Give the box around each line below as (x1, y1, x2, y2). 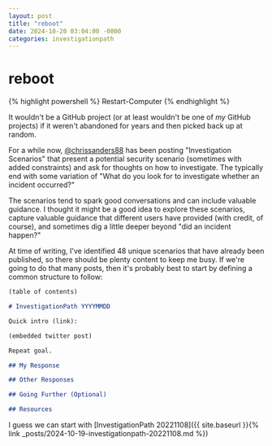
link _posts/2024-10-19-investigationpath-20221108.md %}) (8, 429, 209, 439)
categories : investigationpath (8, 34, 114, 43)
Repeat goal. (8, 347, 53, 355)
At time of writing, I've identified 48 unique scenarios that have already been (8, 246, 265, 256)
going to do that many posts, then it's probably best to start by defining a (8, 264, 253, 273)
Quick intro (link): (8, 317, 79, 326)
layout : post (8, 11, 53, 20)
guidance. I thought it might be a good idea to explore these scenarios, (8, 204, 245, 214)
